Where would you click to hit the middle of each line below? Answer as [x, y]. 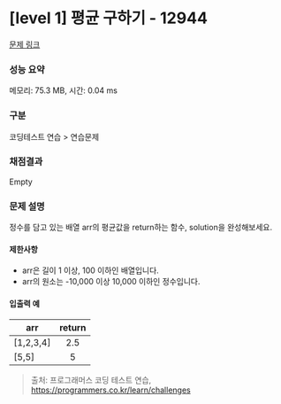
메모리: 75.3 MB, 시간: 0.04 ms [63, 90]
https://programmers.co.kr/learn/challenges [111, 390]
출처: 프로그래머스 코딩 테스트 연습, [91, 380]
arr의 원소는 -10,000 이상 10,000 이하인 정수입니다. [111, 282]
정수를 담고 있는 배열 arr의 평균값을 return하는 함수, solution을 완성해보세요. [141, 228]
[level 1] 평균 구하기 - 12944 [108, 18]
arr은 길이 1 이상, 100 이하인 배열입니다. [90, 270]
